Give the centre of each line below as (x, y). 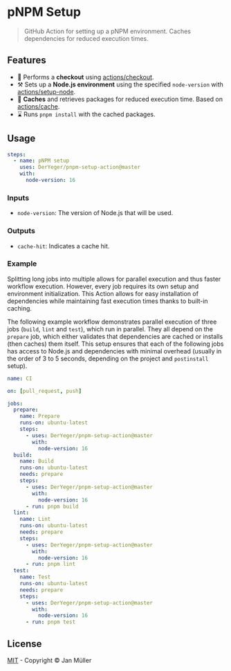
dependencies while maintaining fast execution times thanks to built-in (108, 301)
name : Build (37, 461)
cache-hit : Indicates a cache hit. (63, 246)
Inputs (18, 198)
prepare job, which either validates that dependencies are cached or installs (115, 336)
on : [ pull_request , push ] (44, 391)
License (25, 644)
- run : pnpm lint (50, 564)
